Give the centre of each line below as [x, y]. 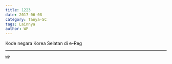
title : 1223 [18, 10]
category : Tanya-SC [26, 19]
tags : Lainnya [20, 24]
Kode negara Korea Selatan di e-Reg [44, 43]
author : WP [17, 29]
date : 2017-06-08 [24, 15]
